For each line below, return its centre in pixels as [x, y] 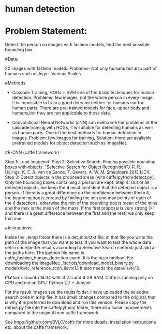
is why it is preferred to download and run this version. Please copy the [76, 302]
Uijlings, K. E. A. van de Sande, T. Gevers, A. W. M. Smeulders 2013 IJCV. [78, 172]
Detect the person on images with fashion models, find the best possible [77, 45]
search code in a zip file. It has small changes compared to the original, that [81, 297]
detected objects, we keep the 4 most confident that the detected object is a [81, 188]
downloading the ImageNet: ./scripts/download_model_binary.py [69, 263]
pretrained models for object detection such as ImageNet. [70, 143]
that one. [14, 219]
